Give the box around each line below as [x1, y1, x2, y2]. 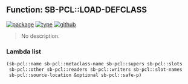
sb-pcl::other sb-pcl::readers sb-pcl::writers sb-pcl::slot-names [8, 66, 183, 73]
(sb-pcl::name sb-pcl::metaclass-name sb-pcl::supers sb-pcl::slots [6, 61, 183, 67]
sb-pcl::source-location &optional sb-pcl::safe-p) [8, 72, 142, 78]
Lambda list [6, 47, 41, 56]
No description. [21, 32, 60, 40]
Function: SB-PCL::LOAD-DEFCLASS [6, 5, 147, 15]
